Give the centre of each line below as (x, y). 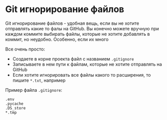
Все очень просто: (25, 49)
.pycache (14, 104)
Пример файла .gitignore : (34, 90)
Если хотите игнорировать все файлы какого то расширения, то (82, 75)
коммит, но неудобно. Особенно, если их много (57, 39)
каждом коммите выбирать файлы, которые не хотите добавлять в (78, 34)
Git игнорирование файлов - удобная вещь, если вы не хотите (72, 23)
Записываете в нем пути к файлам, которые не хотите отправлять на (87, 64)
